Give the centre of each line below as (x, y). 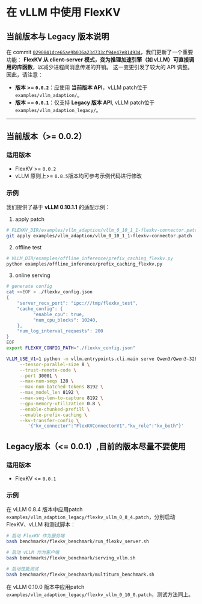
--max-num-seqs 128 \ (47, 381)
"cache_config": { (40, 309)
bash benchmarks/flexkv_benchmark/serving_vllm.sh (71, 558)
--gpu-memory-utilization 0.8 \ (60, 403)
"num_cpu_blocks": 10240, (65, 320)
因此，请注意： (25, 75)
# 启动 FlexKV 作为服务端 (35, 536)
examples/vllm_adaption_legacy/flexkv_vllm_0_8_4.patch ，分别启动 (91, 517)
